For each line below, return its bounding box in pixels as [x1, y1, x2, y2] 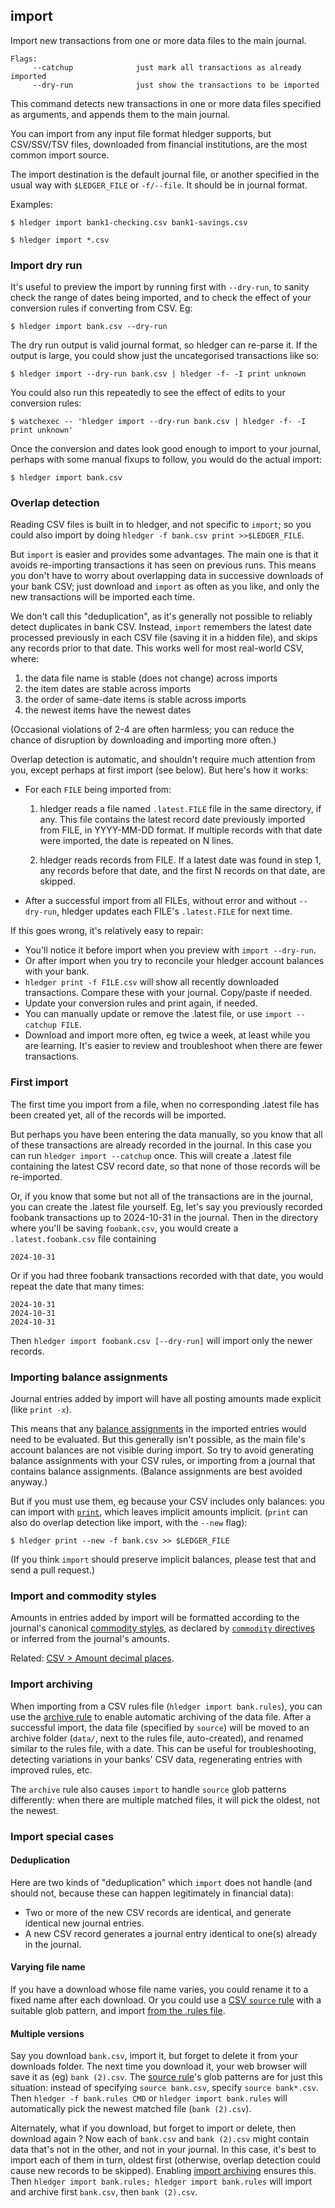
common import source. [10, 149, 110, 161]
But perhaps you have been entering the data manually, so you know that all [10, 1128, 323, 1140]
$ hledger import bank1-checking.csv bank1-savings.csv [10, 217, 248, 228]
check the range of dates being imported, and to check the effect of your [10, 292, 312, 304]
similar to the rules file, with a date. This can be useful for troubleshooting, [10, 1742, 317, 1754]
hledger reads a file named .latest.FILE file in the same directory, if [39, 803, 322, 815]
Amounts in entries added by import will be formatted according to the [10, 1612, 300, 1624]
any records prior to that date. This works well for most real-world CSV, [10, 642, 304, 654]
